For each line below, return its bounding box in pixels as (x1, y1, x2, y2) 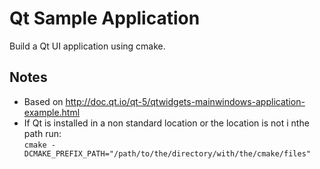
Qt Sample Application (9, 7, 201, 30)
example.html (23, 106, 81, 118)
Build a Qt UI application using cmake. (9, 40, 166, 52)
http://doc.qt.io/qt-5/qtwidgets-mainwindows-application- (65, 95, 306, 107)
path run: (23, 127, 62, 139)
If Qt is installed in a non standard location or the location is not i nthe (23, 117, 310, 129)
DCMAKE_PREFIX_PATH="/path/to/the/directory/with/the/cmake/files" (23, 148, 311, 159)
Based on (23, 95, 64, 107)
